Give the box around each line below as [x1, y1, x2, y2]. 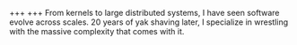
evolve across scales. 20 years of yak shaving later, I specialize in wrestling [9, 17, 289, 27]
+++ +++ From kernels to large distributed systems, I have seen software [9, 8, 280, 18]
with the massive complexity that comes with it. [9, 26, 185, 36]
